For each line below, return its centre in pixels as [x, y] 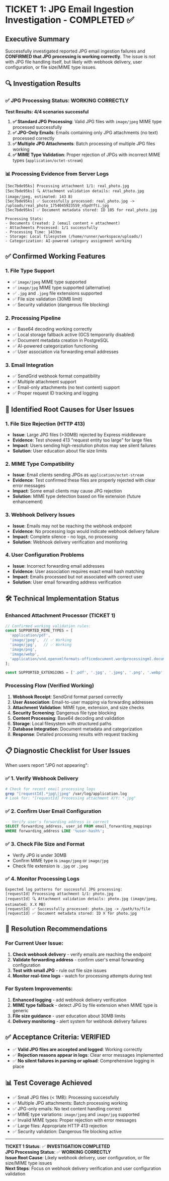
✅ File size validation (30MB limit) [48, 299]
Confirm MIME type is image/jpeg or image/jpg [61, 860]
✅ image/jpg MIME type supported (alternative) [61, 287]
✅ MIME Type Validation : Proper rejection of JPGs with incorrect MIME [86, 155]
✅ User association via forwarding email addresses [65, 352]
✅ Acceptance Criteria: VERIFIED [58, 1037]
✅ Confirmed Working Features [55, 256]
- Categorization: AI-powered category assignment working [68, 241]
